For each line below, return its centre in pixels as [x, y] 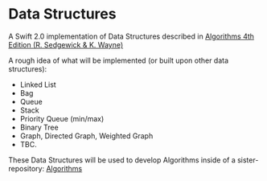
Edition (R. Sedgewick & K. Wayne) [66, 44]
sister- [248, 160]
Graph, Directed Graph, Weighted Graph [86, 136]
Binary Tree [39, 127]
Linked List [38, 84]
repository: [27, 168]
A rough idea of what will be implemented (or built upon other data [119, 60]
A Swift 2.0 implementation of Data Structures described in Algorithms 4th [131, 36]
